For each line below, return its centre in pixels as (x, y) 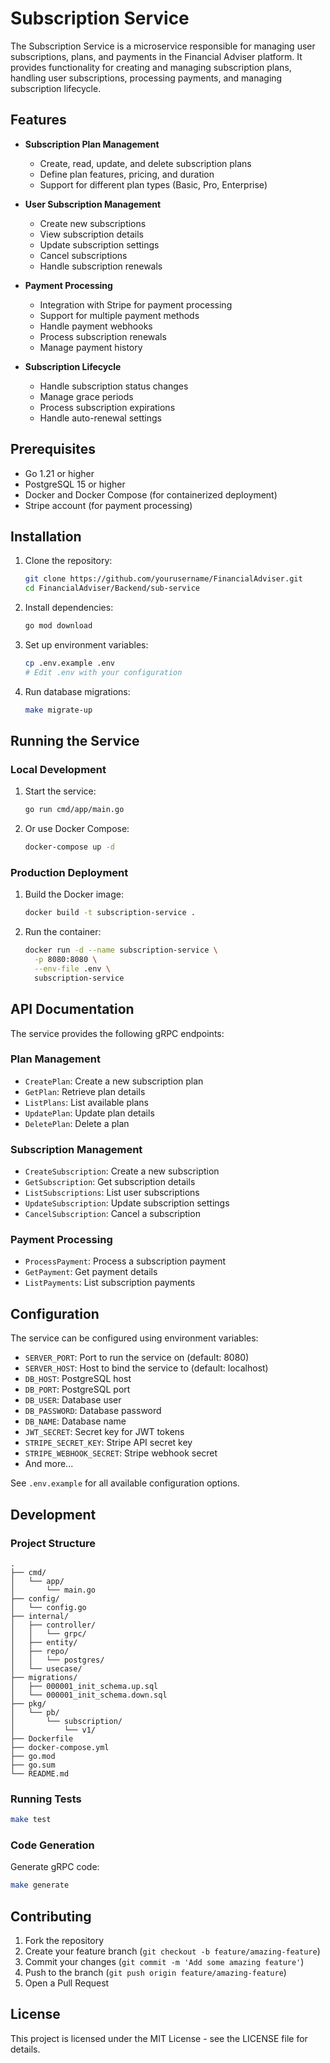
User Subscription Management (93, 204)
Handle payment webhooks (96, 326)
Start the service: (60, 791)
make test (31, 1820)
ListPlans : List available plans (86, 1102)
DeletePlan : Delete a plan (77, 1123)
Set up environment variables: (86, 645)
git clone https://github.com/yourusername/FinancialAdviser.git (163, 579)
